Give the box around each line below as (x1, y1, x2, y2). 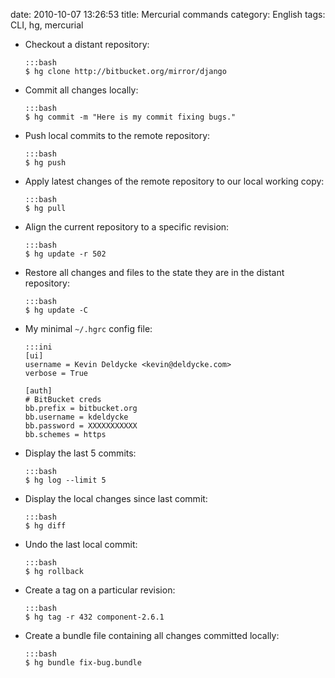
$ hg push (24, 158, 67, 168)
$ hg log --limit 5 (24, 475, 107, 485)
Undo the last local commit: (24, 539, 138, 550)
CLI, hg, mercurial (10, 19, 84, 31)
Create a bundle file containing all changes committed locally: (24, 630, 280, 641)
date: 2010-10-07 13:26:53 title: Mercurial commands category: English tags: (10, 9, 326, 20)
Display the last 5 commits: (24, 447, 137, 459)
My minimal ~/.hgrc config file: (24, 323, 153, 334)
